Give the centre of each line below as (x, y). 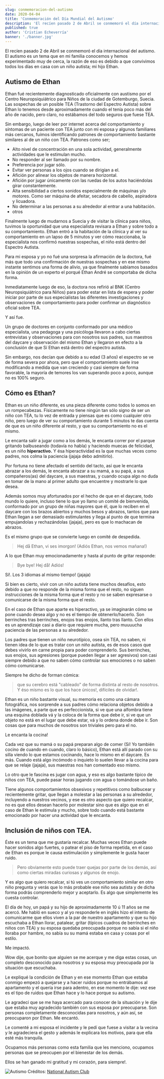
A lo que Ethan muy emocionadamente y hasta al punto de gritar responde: (81, 555)
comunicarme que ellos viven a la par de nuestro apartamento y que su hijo (81, 918)
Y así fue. (15, 317)
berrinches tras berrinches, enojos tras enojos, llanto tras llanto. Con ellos (79, 620)
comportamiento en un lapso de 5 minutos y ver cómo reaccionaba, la (75, 237)
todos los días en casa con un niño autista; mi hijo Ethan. (62, 66)
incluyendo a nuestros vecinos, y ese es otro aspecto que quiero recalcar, (79, 799)
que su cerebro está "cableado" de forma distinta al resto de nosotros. (88, 684)
